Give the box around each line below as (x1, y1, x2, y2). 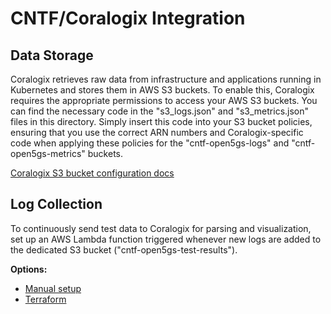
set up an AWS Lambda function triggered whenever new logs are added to (10, 233, 322, 245)
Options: (10, 263, 48, 275)
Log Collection (10, 196, 103, 213)
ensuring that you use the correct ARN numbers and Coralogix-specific (10, 127, 304, 138)
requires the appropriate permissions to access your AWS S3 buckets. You (10, 95, 318, 106)
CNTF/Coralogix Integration (10, 7, 246, 30)
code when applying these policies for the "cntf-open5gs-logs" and (10, 137, 290, 149)
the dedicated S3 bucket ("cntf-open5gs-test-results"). (10, 243, 238, 256)
